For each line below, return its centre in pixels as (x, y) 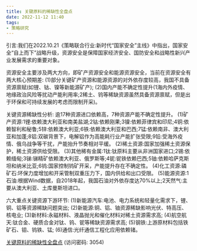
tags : (13, 22)
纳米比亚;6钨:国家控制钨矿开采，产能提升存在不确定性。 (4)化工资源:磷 (101, 166)
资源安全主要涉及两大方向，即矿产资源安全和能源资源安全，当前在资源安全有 (98, 73)
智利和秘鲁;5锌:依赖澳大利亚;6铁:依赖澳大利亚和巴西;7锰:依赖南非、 (92, 129)
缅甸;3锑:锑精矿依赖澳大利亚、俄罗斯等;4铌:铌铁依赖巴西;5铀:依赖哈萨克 (97, 159)
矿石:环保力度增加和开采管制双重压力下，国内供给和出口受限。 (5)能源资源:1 (98, 173)
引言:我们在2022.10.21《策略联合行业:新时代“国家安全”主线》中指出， (89, 45)
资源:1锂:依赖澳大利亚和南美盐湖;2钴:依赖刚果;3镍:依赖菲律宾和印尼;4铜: (97, 122)
